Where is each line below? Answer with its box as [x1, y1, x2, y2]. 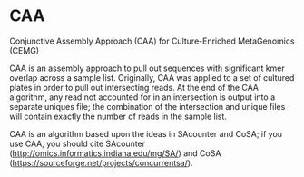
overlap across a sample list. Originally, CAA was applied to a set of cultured [9, 72, 295, 83]
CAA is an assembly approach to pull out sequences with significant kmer [9, 63, 286, 74]
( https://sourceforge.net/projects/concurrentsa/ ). [9, 157, 193, 168]
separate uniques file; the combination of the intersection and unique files [9, 101, 286, 112]
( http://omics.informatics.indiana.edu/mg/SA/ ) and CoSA [9, 147, 221, 159]
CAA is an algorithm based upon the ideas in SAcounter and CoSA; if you [9, 128, 283, 139]
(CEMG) [9, 44, 39, 55]
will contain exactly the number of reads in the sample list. [9, 111, 227, 122]
